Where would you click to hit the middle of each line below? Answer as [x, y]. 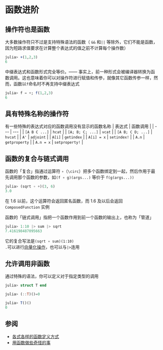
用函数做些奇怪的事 [31, 342]
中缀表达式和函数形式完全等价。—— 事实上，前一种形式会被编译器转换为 [78, 71]
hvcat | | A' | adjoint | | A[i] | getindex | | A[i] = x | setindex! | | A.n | [75, 137]
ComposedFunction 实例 [27, 207]
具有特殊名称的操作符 [37, 114]
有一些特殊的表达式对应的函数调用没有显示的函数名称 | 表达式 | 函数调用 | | [80, 126]
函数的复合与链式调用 [37, 158]
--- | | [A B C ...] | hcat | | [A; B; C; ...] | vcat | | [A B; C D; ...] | [83, 132]
